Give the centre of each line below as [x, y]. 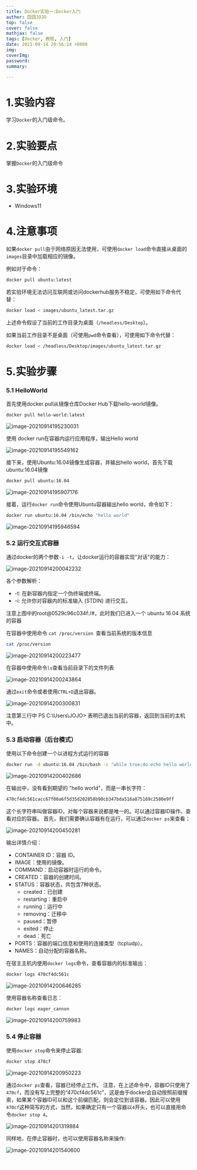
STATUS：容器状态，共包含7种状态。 [59, 884]
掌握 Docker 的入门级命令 [35, 163]
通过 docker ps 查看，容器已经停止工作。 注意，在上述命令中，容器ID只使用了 [98, 1085]
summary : [17, 66]
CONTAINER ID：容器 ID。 [46, 855]
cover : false [22, 28]
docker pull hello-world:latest [45, 415]
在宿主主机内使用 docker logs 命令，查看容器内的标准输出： [77, 963]
